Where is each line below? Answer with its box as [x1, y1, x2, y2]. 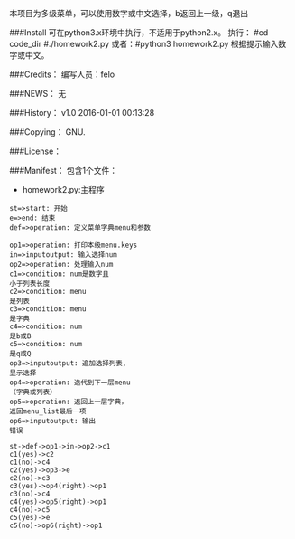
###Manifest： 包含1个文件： [9, 165, 118, 175]
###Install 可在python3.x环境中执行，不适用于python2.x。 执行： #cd [9, 27, 269, 38]
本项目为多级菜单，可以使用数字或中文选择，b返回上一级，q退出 [9, 8, 249, 18]
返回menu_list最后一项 [9, 407, 87, 416]
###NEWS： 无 [9, 89, 67, 99]
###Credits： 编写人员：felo [9, 69, 115, 80]
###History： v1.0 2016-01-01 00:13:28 [9, 108, 155, 118]
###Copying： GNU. [9, 127, 86, 137]
